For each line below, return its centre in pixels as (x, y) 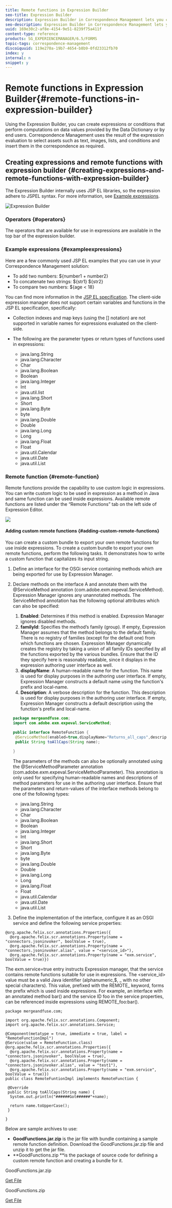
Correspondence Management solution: (47, 266)
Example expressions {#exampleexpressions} (64, 249)
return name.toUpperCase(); (40, 1106)
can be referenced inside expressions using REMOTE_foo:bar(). (72, 1002)
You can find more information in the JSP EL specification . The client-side (83, 297)
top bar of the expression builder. (40, 236)
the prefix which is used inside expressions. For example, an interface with (84, 991)
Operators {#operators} (35, 219)
